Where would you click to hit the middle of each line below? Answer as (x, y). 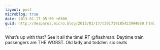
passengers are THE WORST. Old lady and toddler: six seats (66, 43)
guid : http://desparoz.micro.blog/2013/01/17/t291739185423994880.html (80, 23)
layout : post (18, 10)
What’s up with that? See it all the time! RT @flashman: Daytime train (74, 37)
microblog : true (22, 14)
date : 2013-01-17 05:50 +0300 (36, 19)
